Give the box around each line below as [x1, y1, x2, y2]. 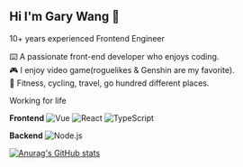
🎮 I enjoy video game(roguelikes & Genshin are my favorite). [9, 64, 236, 75]
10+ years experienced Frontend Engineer [9, 32, 165, 43]
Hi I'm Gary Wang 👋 [9, 9, 120, 24]
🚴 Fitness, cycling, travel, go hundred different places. [9, 78, 210, 88]
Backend [9, 130, 43, 141]
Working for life [9, 95, 67, 106]
